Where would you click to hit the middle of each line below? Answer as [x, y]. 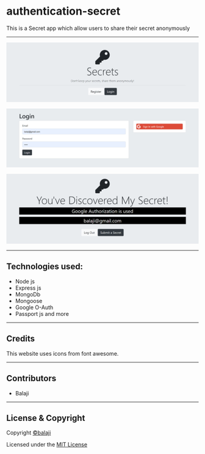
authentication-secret [63, 11]
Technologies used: [45, 267]
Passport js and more [42, 313]
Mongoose [29, 301]
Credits [21, 339]
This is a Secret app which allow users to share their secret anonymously [98, 28]
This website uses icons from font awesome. [63, 353]
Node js [25, 281]
